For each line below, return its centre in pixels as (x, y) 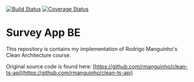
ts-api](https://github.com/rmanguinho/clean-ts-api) (70, 73)
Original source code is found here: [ (51, 66)
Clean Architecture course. (39, 55)
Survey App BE (43, 33)
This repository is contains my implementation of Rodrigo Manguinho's (92, 49)
